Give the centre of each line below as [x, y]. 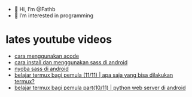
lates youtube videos [59, 40]
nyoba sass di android [42, 68]
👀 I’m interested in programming [54, 15]
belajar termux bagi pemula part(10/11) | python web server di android [100, 87]
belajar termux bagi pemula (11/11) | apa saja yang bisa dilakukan [94, 75]
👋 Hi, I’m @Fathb [35, 9]
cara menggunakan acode [46, 56]
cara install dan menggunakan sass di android [71, 62]
